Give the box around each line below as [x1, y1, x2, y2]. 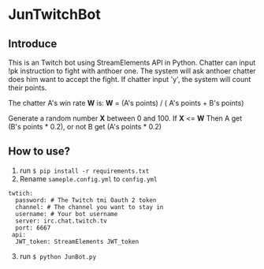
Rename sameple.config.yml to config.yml [19, 174, 158, 183]
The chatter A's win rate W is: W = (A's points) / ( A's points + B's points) [8, 99, 244, 107]
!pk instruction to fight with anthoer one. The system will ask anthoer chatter [8, 66, 256, 76]
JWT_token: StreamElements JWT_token [15, 237, 139, 245]
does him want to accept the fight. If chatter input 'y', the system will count [8, 75, 251, 84]
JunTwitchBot [8, 6, 101, 24]
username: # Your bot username [15, 210, 118, 218]
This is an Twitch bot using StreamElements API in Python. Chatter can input [8, 58, 256, 67]
